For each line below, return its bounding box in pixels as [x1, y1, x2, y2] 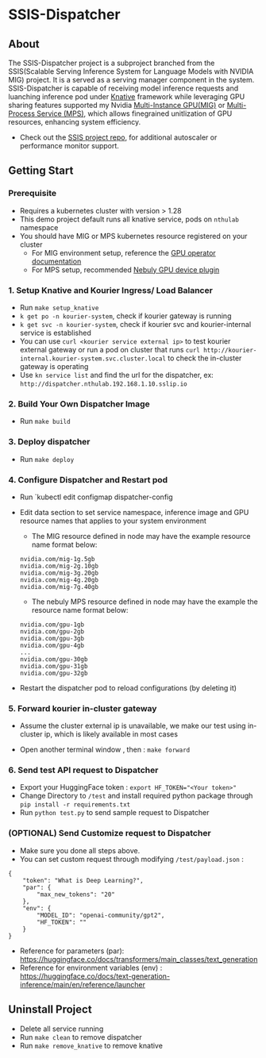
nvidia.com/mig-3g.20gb [19, 569, 99, 577]
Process [8, 109, 36, 118]
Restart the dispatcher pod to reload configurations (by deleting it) [19, 683, 237, 692]
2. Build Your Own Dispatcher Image [8, 398, 151, 410]
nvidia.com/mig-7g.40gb [19, 583, 99, 591]
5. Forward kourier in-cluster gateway [8, 702, 157, 714]
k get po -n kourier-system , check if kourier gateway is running [19, 311, 232, 321]
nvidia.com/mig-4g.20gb [19, 575, 99, 584]
